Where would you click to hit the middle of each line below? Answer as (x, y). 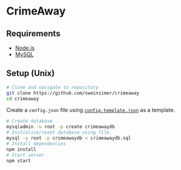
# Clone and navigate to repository (52, 87)
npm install (21, 149)
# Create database (29, 121)
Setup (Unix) (31, 74)
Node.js (25, 48)
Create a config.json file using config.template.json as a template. (91, 110)
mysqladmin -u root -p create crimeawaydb (61, 127)
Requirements (33, 34)
